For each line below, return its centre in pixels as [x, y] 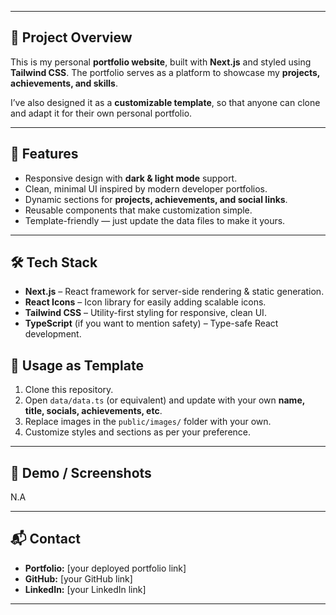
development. [53, 334]
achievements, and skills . [64, 83]
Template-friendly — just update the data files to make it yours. [155, 220]
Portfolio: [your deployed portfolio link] [105, 568]
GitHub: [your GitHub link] [78, 578]
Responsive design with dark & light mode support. [131, 178]
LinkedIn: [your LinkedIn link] [85, 589]
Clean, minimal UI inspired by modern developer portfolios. [146, 188]
